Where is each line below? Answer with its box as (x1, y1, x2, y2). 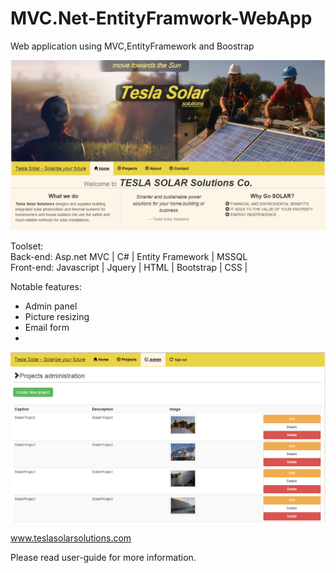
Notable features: (10, 280, 82, 292)
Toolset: (10, 240, 44, 252)
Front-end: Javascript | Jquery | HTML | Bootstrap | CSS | (10, 261, 248, 273)
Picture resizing (24, 310, 90, 322)
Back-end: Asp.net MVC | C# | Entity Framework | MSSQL (10, 250, 248, 262)
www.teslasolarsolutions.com (10, 532, 132, 544)
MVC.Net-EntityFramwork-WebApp (10, 7, 313, 30)
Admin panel (24, 300, 78, 312)
